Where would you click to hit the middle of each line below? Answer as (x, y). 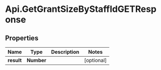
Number (36, 60)
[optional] (95, 60)
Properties (22, 38)
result (15, 60)
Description (65, 52)
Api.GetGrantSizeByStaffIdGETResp (81, 9)
